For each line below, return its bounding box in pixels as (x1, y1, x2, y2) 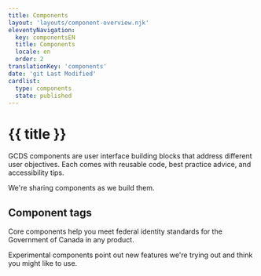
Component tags (8, 205, 93, 220)
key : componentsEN (15, 33, 76, 42)
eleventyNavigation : (8, 26, 76, 34)
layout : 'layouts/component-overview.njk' (8, 19, 149, 27)
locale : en (15, 48, 51, 56)
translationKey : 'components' (8, 63, 108, 71)
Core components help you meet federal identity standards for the (8, 227, 222, 236)
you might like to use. (8, 259, 78, 267)
